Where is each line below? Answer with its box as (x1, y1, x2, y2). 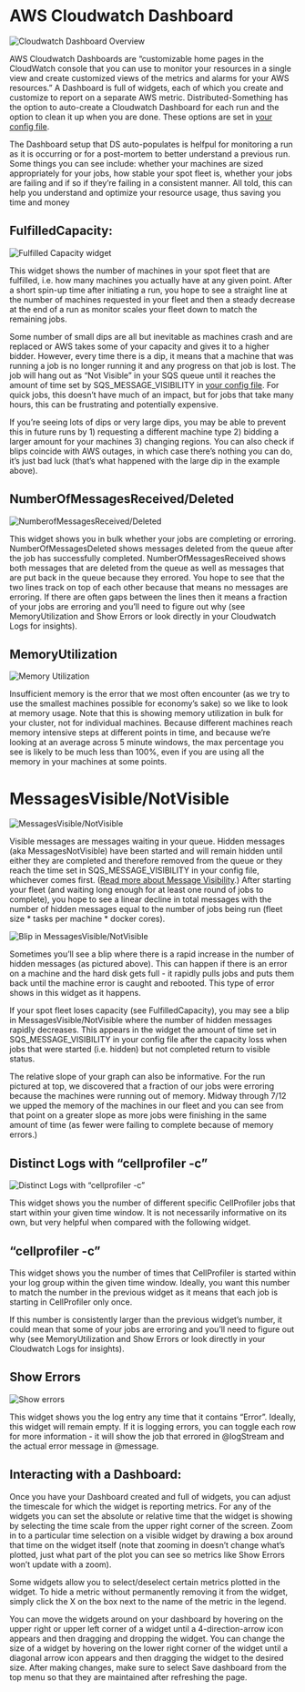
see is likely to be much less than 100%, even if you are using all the (9, 746, 265, 757)
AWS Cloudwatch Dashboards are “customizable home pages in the (9, 53, 264, 64)
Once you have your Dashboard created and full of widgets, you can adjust (9, 1491, 291, 1502)
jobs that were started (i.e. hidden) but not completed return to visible (9, 1044, 271, 1055)
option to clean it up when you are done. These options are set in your (9, 111, 273, 122)
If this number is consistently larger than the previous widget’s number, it (9, 1314, 282, 1325)
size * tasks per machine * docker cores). (9, 913, 166, 925)
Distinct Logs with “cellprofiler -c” (9, 1155, 208, 1171)
